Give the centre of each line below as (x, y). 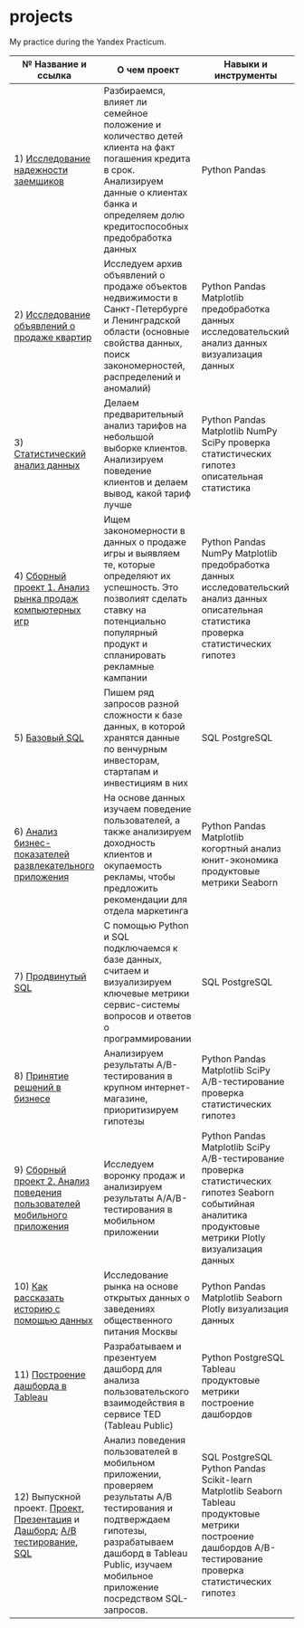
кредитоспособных (146, 226)
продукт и (125, 643)
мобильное (128, 1576)
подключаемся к (141, 947)
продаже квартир (53, 337)
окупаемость (133, 865)
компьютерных (47, 610)
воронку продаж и (144, 1176)
